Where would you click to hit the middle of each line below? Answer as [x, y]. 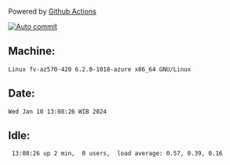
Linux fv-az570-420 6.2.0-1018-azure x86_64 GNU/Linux [100, 69]
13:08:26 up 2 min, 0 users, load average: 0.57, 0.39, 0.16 [117, 154]
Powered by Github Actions [52, 11]
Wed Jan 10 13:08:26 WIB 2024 [58, 112]
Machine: [32, 51]
